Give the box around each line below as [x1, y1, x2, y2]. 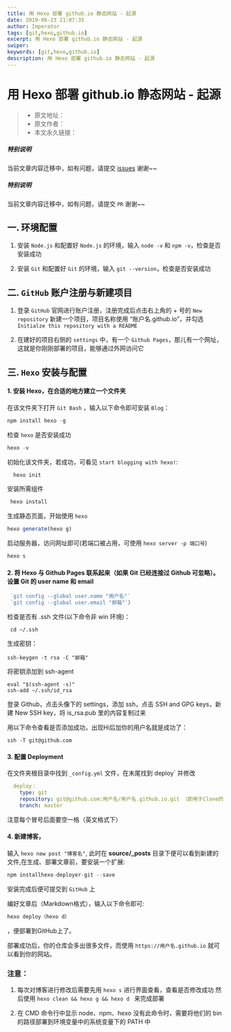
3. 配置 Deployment [7, 752, 64, 760]
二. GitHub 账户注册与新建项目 [7, 287, 133, 299]
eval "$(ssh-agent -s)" [7, 681, 76, 688]
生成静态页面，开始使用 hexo [7, 512, 88, 520]
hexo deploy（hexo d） [7, 913, 70, 920]
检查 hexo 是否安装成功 [7, 430, 71, 438]
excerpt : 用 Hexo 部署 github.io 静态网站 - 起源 [7, 36, 143, 43]
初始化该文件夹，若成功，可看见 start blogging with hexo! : [7, 458, 178, 466]
